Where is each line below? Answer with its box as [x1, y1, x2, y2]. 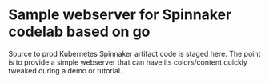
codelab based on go [8, 22, 151, 41]
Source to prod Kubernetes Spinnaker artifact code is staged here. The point [8, 49, 261, 58]
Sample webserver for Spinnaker [8, 6, 232, 24]
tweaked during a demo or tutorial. [8, 65, 122, 75]
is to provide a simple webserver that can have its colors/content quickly [8, 57, 248, 67]
